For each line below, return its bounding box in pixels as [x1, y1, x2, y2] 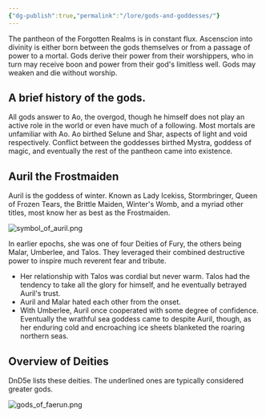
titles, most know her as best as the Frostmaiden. [8, 208, 171, 217]
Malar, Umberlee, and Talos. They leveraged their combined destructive [8, 248, 245, 257]
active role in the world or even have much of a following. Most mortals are [8, 121, 256, 131]
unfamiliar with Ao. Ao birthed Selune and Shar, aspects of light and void [8, 129, 248, 139]
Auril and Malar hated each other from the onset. [19, 298, 182, 307]
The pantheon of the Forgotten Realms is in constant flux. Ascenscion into [8, 34, 253, 43]
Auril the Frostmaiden [8, 169, 119, 183]
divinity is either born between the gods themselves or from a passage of [8, 42, 251, 52]
